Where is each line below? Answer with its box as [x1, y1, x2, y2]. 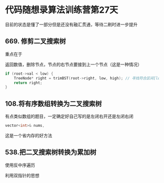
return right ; [14, 80, 42, 85]
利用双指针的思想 [5, 172, 40, 178]
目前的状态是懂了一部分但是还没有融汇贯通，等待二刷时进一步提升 [5, 21, 138, 27]
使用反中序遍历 [5, 162, 35, 168]
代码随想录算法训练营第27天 [5, 4, 118, 16]
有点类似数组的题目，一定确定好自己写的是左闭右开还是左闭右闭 [5, 113, 133, 120]
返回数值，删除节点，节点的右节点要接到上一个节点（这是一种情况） [5, 61, 142, 67]
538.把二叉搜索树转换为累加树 [5, 148, 97, 157]
